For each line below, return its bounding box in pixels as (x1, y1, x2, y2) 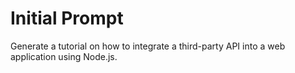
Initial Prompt (10, 7, 124, 30)
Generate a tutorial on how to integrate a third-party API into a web (10, 40, 286, 52)
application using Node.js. (10, 50, 118, 62)
